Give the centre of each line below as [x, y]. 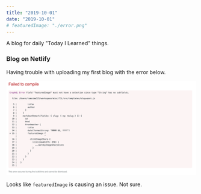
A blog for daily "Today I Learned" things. [58, 43]
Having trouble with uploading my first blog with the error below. [86, 72]
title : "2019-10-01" [32, 13]
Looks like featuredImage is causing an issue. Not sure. [74, 184]
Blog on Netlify [29, 59]
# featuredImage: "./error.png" [47, 25]
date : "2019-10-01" [31, 19]
